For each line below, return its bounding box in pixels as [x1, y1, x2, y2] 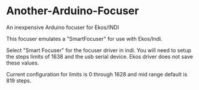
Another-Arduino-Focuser [6, 4, 139, 18]
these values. [6, 59, 39, 66]
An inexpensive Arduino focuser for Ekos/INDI [6, 24, 120, 31]
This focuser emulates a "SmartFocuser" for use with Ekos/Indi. [6, 35, 163, 42]
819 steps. [6, 77, 32, 84]
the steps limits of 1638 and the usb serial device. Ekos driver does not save [6, 53, 193, 60]
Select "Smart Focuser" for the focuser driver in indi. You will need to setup [6, 46, 192, 54]
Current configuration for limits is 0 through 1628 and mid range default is [6, 70, 188, 78]
